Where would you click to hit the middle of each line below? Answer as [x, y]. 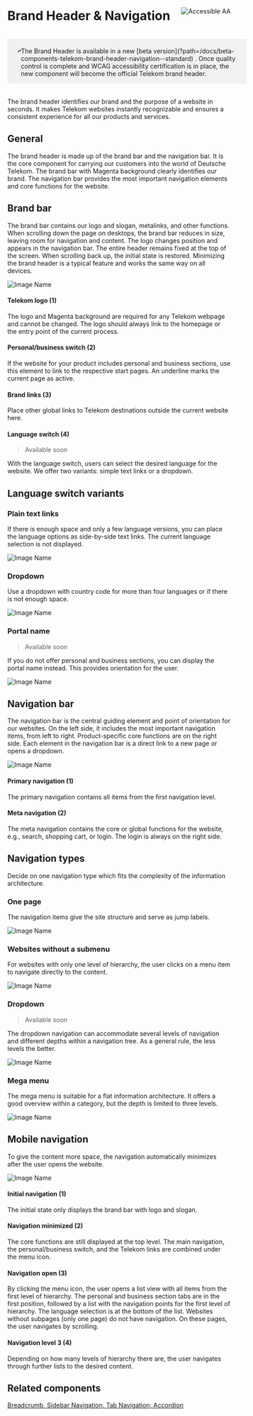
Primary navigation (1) [41, 781]
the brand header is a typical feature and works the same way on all [106, 263]
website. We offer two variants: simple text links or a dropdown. [100, 471]
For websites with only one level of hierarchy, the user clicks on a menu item [119, 965]
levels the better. [32, 1048]
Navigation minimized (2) [45, 1226]
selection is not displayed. [45, 544]
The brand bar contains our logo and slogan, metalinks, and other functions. [119, 225]
